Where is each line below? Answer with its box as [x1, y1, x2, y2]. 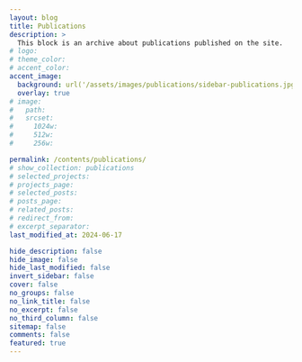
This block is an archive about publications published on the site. [17, 38, 283, 48]
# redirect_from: [9, 213, 75, 222]
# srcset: [9, 113, 54, 122]
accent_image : [9, 72, 63, 81]
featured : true [9, 339, 67, 348]
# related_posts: [9, 205, 75, 214]
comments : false [9, 330, 70, 339]
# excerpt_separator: [9, 222, 91, 231]
